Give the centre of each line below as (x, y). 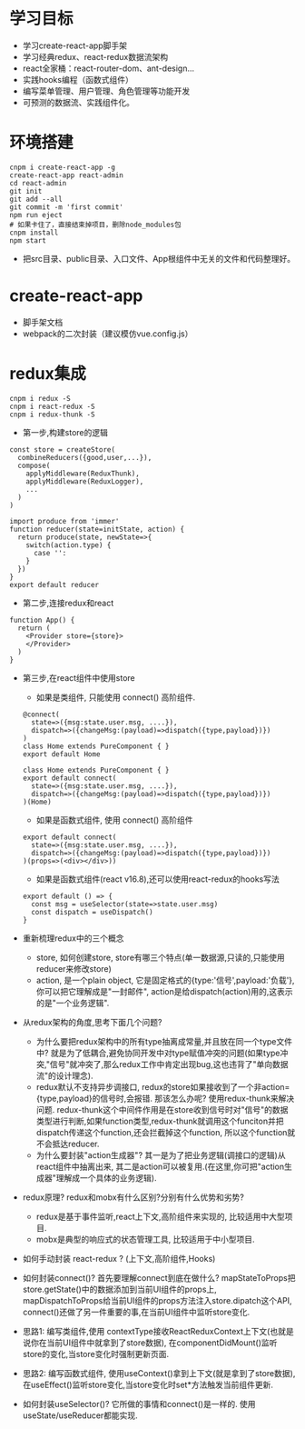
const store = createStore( (63, 450)
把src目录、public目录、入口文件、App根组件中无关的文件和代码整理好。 (159, 258)
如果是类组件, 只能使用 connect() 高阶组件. (116, 697)
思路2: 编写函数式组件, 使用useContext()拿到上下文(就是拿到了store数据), (159, 1373)
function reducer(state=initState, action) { (97, 529)
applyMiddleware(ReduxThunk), (83, 474)
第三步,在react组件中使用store (79, 677)
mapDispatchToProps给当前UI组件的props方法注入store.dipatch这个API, (157, 1300)
